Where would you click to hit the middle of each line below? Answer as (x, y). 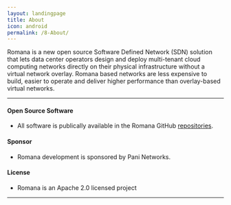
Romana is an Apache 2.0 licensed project (77, 188)
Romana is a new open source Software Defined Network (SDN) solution (110, 52)
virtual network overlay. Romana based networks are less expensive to (107, 74)
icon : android (27, 26)
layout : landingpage (37, 13)
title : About (26, 20)
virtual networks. (31, 88)
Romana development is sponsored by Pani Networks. (94, 157)
